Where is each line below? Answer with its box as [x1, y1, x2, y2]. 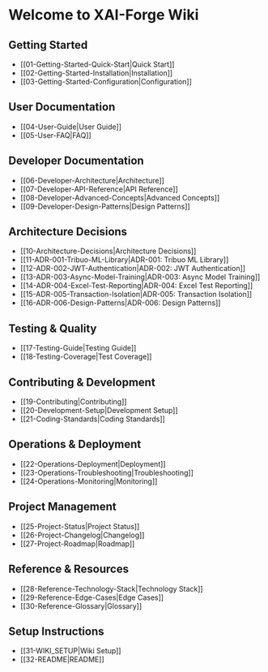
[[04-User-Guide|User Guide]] [19, 122, 122, 131]
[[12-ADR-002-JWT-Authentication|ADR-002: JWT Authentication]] [19, 264, 245, 274]
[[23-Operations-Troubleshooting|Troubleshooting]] [19, 467, 194, 477]
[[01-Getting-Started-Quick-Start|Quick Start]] [19, 59, 175, 69]
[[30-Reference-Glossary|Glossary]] [19, 601, 143, 610]
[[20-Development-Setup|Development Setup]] [19, 406, 178, 416]
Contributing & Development [8, 375, 155, 389]
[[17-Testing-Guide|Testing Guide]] [19, 343, 137, 353]
